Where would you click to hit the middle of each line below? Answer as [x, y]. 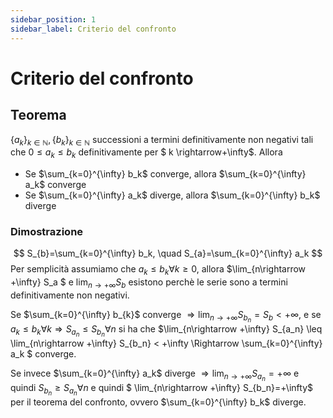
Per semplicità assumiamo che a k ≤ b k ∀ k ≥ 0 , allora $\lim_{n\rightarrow [158, 270]
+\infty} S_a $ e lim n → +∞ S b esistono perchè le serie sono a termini [149, 283]
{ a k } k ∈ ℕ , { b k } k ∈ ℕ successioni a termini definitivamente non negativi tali [162, 140]
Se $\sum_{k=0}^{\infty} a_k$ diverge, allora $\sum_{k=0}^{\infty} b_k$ [172, 195]
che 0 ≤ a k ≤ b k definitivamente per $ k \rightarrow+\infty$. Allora [146, 153]
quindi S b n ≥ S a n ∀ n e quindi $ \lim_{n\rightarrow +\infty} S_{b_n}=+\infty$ [161, 390]
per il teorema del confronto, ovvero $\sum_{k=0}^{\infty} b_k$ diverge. [158, 402]
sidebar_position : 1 [53, 19]
